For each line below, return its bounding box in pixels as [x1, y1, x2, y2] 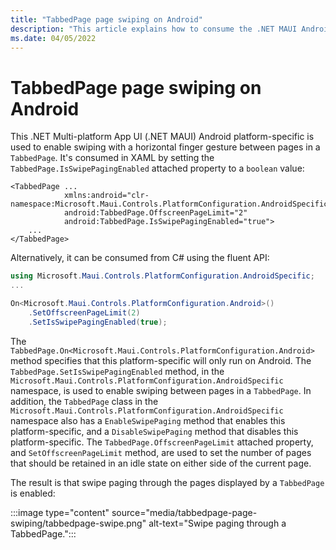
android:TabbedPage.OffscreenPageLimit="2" [63, 208, 248, 218]
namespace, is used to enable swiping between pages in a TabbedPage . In [10, 384, 312, 396]
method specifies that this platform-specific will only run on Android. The [10, 354, 312, 366]
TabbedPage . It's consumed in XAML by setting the [10, 152, 215, 164]
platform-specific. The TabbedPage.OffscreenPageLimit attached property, [10, 436, 314, 448]
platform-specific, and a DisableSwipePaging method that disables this [10, 425, 299, 437]
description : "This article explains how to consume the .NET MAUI [10, 24, 298, 34]
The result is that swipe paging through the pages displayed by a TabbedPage [10, 476, 325, 488]
